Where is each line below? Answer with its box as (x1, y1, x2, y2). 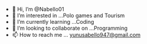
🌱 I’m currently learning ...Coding (11, 18, 94, 25)
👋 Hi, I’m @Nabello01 (11, 6, 65, 12)
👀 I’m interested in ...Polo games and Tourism (11, 12, 125, 19)
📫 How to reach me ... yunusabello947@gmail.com (11, 32, 141, 38)
